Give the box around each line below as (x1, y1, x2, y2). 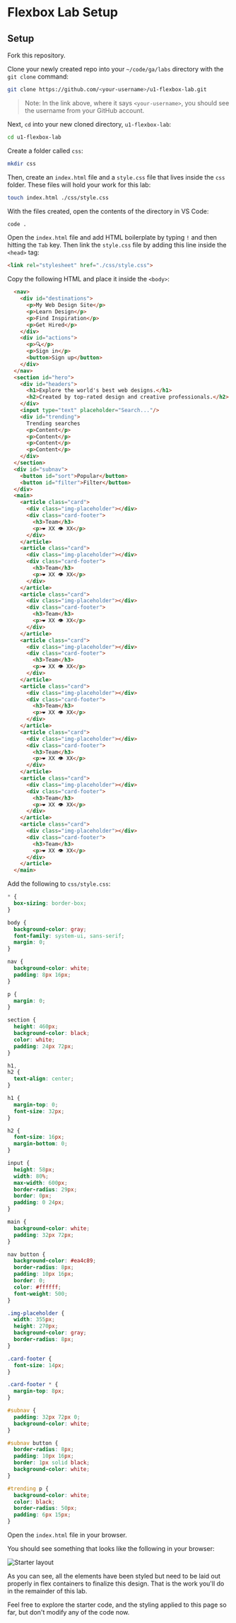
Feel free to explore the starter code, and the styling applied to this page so (7, 1600, 228, 1609)
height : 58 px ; (13, 1166, 55, 1173)
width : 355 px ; (13, 1316, 55, 1323)
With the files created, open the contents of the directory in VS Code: (7, 206, 209, 216)
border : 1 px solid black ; (13, 1459, 90, 1467)
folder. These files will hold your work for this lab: (7, 180, 151, 189)
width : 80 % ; (13, 1173, 49, 1180)
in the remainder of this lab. (7, 1587, 88, 1595)
